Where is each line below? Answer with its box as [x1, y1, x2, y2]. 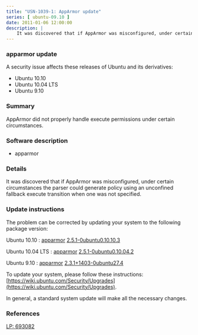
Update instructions [6, 205, 65, 214]
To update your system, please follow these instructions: [6, 271, 143, 278]
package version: [6, 225, 48, 232]
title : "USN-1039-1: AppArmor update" [6, 8, 101, 15]
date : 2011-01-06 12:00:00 [6, 19, 72, 25]
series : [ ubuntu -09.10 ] [6, 14, 70, 20]
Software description [6, 136, 68, 144]
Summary [6, 102, 35, 110]
